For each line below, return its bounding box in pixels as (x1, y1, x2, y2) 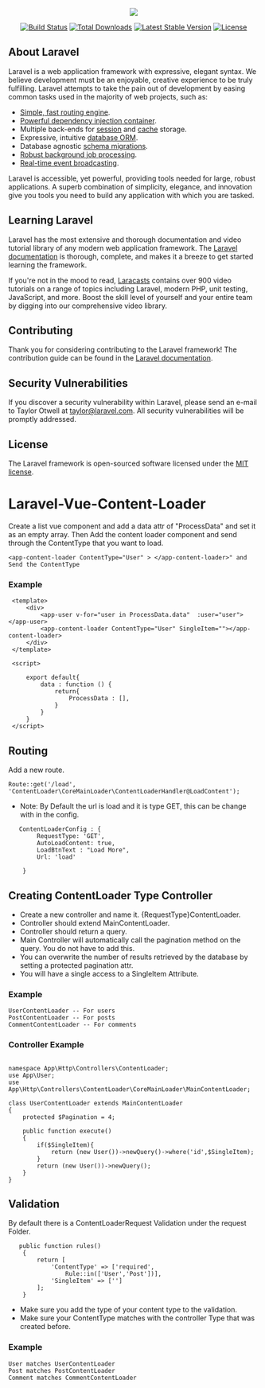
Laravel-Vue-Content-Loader (8, 495, 206, 513)
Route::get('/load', (8, 781, 77, 789)
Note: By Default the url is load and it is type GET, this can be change (19, 801, 247, 811)
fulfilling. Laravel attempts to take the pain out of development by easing (8, 84, 246, 93)
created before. (19, 1322, 72, 1331)
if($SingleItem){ (37, 1140, 94, 1149)
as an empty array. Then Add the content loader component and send (8, 530, 237, 539)
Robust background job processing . (19, 150, 138, 159)
